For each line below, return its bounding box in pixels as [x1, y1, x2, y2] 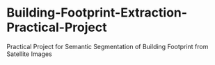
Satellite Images [6, 50, 53, 58]
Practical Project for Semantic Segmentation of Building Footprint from [6, 42, 209, 50]
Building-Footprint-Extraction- [6, 5, 188, 21]
